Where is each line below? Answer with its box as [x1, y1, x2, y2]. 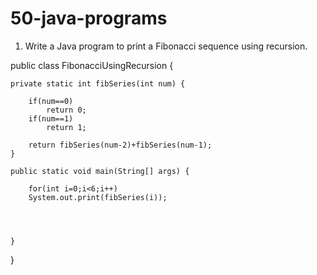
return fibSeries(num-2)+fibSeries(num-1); [28, 140, 213, 150]
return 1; [46, 122, 87, 132]
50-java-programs [10, 7, 168, 30]
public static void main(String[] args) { [10, 166, 190, 176]
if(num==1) [28, 113, 74, 124]
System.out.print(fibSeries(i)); [28, 192, 168, 202]
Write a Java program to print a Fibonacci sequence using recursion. [24, 40, 308, 52]
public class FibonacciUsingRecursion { [10, 59, 174, 71]
